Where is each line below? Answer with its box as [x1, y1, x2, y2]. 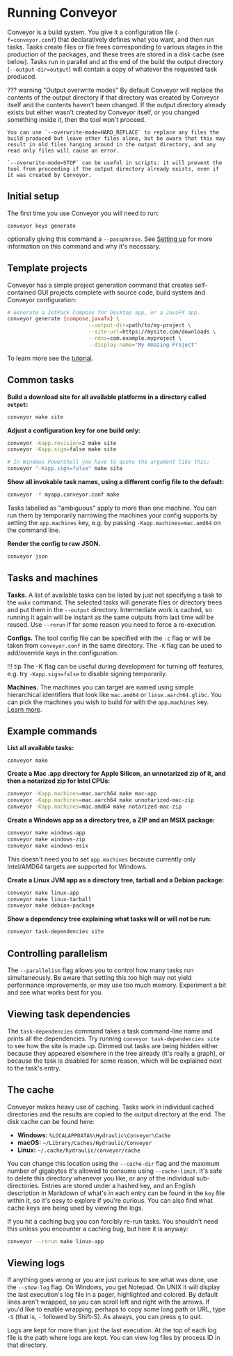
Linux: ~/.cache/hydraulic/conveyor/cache [17, 1146, 140, 1154]
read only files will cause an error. [7, 147, 120, 154]
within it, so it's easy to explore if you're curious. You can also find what [7, 1196, 214, 1204]
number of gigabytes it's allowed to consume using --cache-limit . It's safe [7, 1167, 223, 1175]
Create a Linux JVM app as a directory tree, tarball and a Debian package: [7, 875, 225, 884]
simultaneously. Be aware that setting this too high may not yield [7, 973, 192, 981]
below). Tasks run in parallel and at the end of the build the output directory [7, 57, 224, 65]
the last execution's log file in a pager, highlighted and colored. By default [7, 1291, 218, 1299]
